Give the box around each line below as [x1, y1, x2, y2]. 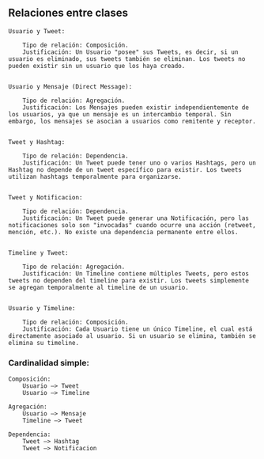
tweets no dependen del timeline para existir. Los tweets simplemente [8, 276, 249, 284]
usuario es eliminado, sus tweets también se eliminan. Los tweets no [8, 55, 246, 63]
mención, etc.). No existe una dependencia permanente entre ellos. [8, 228, 239, 236]
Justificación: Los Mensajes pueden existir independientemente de [22, 103, 249, 112]
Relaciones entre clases [8, 6, 129, 20]
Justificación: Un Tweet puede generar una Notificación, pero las [22, 214, 249, 222]
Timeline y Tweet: [8, 248, 69, 256]
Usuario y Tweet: [8, 27, 66, 35]
